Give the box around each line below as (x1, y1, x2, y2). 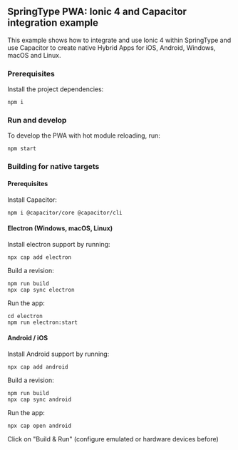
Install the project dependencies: (7, 85, 104, 93)
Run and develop (7, 116, 67, 126)
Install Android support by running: (7, 349, 110, 358)
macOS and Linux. (7, 51, 61, 59)
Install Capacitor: (7, 195, 57, 204)
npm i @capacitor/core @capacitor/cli (7, 209, 123, 216)
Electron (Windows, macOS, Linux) (7, 224, 113, 232)
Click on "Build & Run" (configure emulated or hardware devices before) (7, 434, 219, 443)
